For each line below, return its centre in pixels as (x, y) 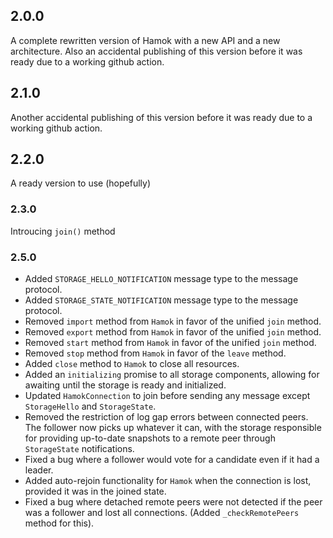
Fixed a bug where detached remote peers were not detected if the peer (173, 502)
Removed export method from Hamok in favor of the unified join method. (173, 332)
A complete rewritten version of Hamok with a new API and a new (145, 40)
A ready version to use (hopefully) (80, 183)
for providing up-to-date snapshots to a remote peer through (150, 438)
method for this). (59, 523)
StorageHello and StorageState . (90, 406)
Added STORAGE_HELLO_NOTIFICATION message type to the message (161, 279)
